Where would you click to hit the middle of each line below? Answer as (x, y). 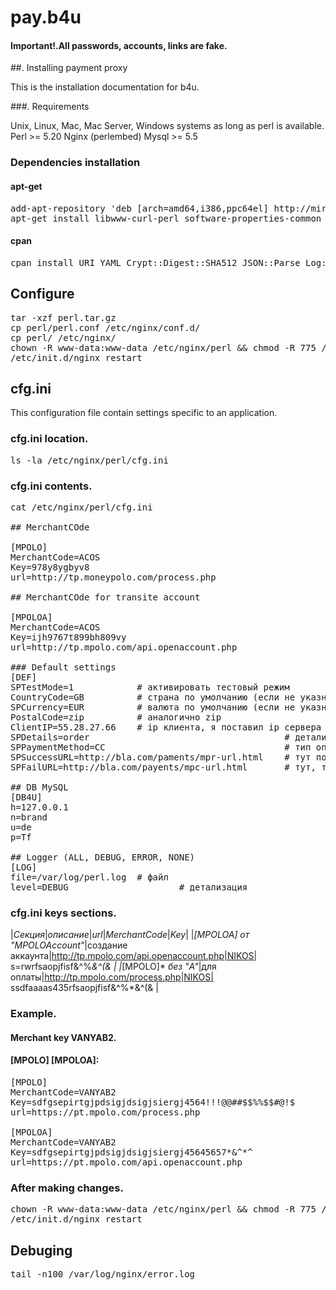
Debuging (41, 1250)
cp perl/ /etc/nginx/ (63, 337)
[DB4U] (26, 797)
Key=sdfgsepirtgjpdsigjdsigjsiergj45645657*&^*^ (131, 1152)
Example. (33, 1014)
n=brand (29, 817)
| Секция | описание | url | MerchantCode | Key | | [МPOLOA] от (130, 935)
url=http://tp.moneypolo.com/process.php (113, 577)
